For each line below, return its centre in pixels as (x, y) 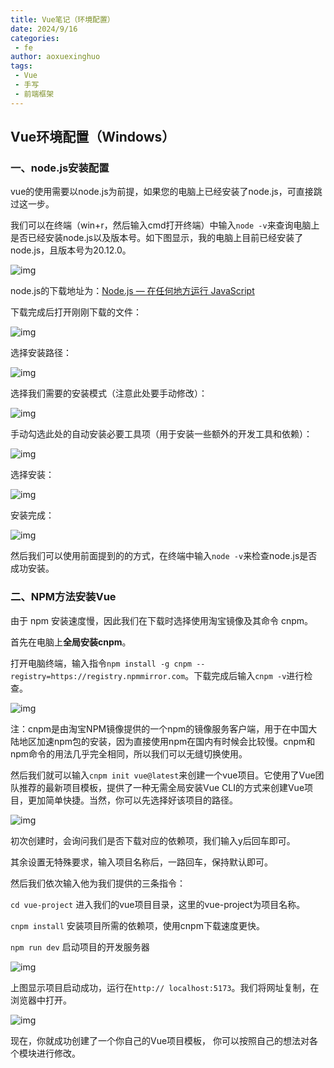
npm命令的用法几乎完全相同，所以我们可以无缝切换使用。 (129, 753)
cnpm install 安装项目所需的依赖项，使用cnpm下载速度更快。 (137, 925)
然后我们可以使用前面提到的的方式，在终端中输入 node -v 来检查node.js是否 (164, 556)
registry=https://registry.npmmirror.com (98, 676)
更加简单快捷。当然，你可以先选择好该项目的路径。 (132, 800)
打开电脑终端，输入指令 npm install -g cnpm (101, 663)
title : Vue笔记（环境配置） (62, 19)
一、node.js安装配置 (60, 168)
